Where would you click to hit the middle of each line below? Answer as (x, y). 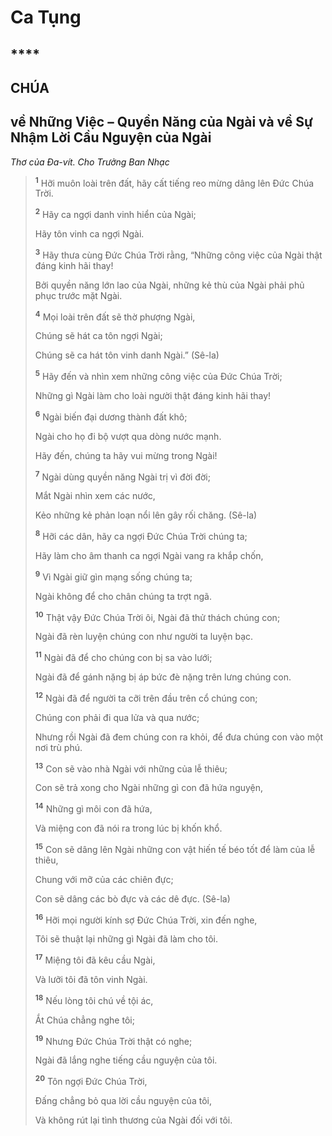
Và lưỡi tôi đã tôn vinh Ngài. (91, 979)
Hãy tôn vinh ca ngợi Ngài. (89, 234)
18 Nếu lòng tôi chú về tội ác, (94, 999)
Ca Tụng (46, 17)
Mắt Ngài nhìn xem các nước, (95, 496)
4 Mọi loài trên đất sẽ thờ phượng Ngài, (115, 316)
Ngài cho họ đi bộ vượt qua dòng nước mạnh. (128, 436)
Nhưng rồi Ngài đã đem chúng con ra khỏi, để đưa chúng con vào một (179, 737)
